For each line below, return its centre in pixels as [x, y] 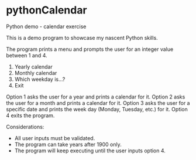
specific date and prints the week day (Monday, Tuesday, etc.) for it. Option [97, 109]
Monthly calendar [36, 73]
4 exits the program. [30, 115]
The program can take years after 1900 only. [68, 144]
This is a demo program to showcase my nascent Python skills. [82, 38]
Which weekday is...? [40, 79]
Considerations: [25, 127]
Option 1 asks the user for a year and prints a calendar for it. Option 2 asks [96, 97]
